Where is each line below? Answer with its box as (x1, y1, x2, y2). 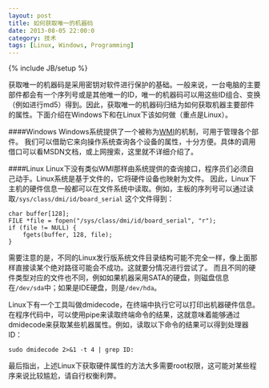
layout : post (8, 11, 52, 20)
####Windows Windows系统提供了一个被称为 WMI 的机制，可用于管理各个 (8, 127, 252, 137)
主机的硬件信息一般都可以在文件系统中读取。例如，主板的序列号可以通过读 (8, 184, 254, 194)
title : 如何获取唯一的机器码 (8, 19, 94, 27)
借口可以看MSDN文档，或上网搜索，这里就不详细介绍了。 (8, 147, 199, 157)
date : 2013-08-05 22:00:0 (8, 26, 94, 34)
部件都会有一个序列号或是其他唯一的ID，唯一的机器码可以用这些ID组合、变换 (8, 90, 261, 100)
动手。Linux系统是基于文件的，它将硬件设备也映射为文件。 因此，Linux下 (14, 174, 256, 184)
